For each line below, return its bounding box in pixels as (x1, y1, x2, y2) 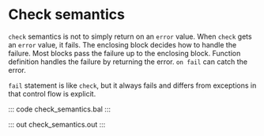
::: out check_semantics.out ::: (8, 119, 106, 129)
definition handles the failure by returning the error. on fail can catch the (8, 57, 247, 66)
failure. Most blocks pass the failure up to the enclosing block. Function (8, 48, 241, 58)
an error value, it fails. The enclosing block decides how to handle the (8, 40, 237, 49)
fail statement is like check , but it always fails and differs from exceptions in (8, 81, 257, 90)
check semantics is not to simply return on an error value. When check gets (8, 32, 252, 41)
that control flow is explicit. (8, 89, 96, 98)
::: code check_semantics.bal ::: (8, 104, 111, 114)
